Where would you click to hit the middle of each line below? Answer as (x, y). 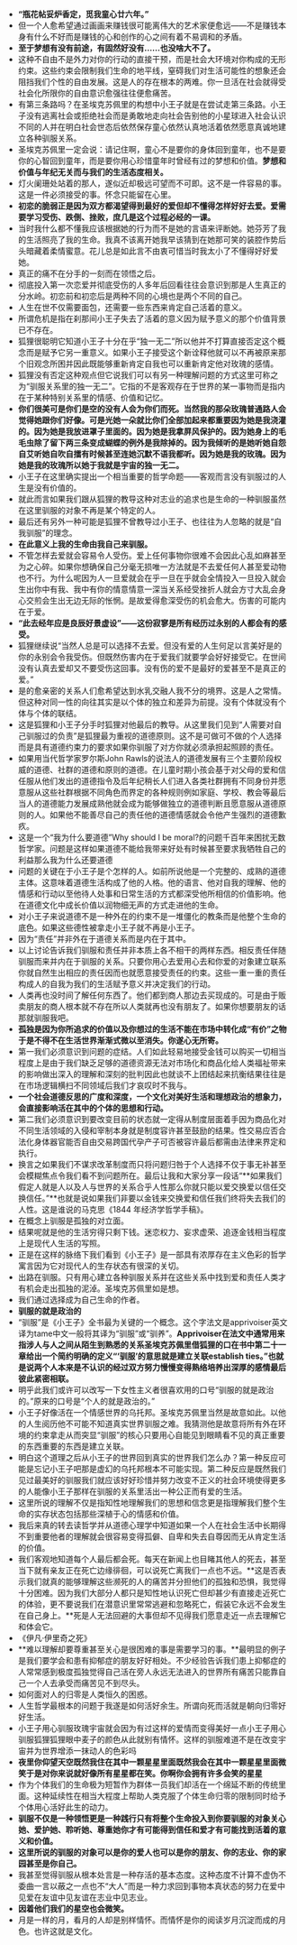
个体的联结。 (58, 713)
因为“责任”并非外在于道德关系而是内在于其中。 (104, 939)
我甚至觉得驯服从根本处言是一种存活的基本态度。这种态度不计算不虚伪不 (152, 1875)
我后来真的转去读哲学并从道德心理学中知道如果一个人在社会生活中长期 (148, 1525)
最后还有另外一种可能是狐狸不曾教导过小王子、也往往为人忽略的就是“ (146, 521)
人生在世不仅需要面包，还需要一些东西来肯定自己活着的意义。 (132, 307)
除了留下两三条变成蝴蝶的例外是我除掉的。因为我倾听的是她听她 (152, 442)
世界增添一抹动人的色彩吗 (89, 1751)
